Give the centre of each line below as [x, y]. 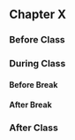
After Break [31, 105]
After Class [34, 128]
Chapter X [38, 15]
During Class [37, 64]
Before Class [37, 40]
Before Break [34, 84]
